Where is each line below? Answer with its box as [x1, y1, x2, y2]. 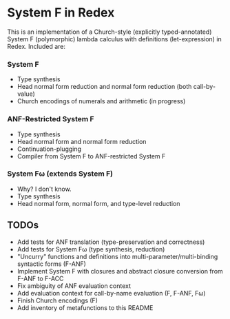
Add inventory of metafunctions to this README [17, 303, 154, 311]
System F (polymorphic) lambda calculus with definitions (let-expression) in [7, 34, 222, 43]
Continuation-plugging [17, 145, 81, 153]
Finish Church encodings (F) [17, 296, 98, 305]
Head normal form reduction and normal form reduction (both [17, 83, 192, 91]
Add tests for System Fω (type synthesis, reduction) [17, 245, 165, 253]
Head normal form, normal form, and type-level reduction [17, 199, 180, 207]
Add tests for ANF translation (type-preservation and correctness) [17, 238, 205, 246]
